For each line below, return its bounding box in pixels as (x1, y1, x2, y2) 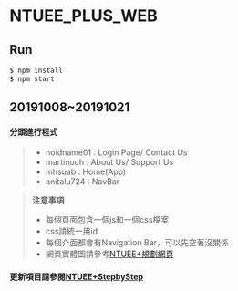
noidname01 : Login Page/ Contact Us (45, 147, 188, 158)
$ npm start (9, 74, 55, 83)
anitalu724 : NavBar (45, 176, 120, 187)
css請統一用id (45, 225, 98, 237)
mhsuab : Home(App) (45, 166, 127, 178)
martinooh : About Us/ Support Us (45, 157, 174, 168)
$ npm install (9, 66, 64, 75)
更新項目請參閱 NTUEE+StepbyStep (9, 271, 144, 282)
